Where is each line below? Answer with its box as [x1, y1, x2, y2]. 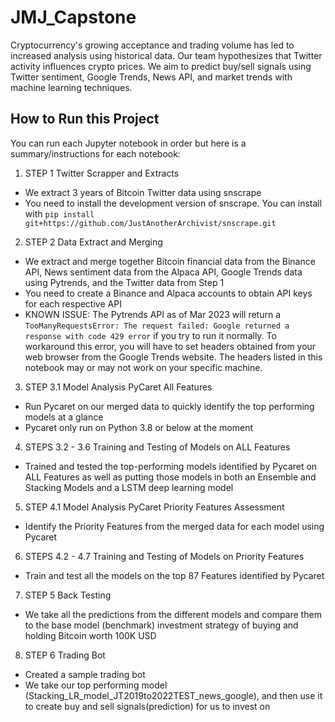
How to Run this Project [10, 111, 160, 128]
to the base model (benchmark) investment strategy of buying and [24, 619, 299, 631]
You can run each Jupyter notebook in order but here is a [10, 137, 247, 149]
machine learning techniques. [10, 81, 133, 93]
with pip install [24, 207, 95, 220]
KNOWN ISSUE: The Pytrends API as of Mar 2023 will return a [24, 308, 282, 320]
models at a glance [24, 411, 104, 423]
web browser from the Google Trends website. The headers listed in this [24, 351, 323, 363]
